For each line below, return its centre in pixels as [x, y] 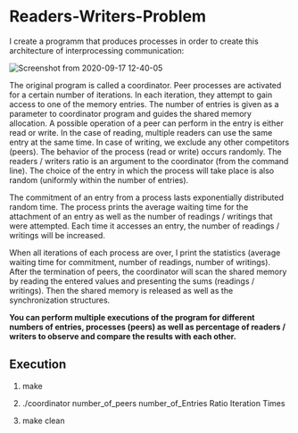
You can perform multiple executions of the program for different [132, 317]
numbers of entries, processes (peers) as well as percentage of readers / [147, 327]
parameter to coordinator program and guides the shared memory [131, 113]
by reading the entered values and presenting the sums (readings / [132, 281]
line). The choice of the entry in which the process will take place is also [142, 171]
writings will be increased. [57, 235]
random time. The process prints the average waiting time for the [129, 206]
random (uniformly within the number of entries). [99, 179]
